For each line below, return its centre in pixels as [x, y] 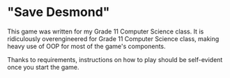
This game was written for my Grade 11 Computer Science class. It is [106, 31]
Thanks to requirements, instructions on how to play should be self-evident [115, 59]
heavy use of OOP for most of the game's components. [86, 46]
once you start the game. [43, 67]
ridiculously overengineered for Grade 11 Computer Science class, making [113, 38]
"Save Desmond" [59, 12]
